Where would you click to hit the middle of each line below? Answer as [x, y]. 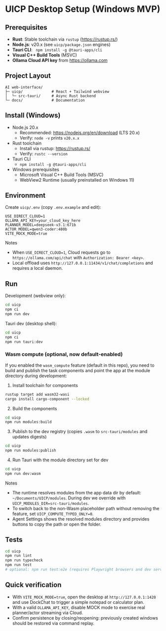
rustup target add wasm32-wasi [37, 394]
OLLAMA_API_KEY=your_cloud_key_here [43, 221]
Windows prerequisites [36, 169]
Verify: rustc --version [43, 153]
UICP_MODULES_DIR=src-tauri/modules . [51, 503]
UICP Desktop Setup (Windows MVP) [83, 9]
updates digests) [29, 437]
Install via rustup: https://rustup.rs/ [55, 148]
